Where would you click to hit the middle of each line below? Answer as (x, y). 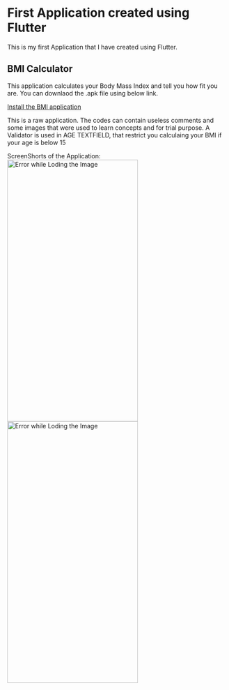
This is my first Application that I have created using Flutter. (92, 47)
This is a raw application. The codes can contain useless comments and (111, 120)
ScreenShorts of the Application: (54, 156)
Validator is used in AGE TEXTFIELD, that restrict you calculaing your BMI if (114, 135)
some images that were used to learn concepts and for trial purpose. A (109, 128)
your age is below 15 (37, 142)
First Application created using (98, 13)
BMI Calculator (40, 69)
